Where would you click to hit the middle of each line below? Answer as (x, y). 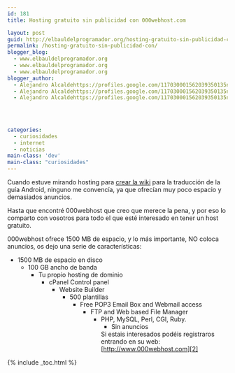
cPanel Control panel (79, 282)
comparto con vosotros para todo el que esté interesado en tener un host (113, 218)
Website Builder (82, 290)
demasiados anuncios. (40, 197)
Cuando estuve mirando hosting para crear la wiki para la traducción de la (114, 182)
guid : (15, 39)
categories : (24, 130)
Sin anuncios (130, 327)
